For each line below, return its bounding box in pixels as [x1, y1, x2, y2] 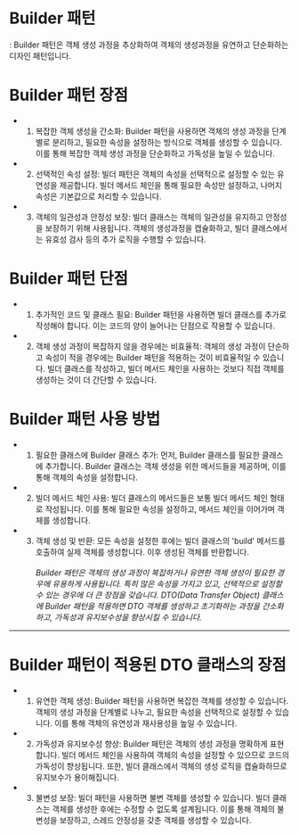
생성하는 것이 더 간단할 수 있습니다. [35, 374, 158, 384]
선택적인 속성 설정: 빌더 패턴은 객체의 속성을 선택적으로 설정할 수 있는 [35, 169, 276, 179]
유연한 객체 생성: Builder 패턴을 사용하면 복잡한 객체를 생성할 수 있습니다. [35, 695, 289, 706]
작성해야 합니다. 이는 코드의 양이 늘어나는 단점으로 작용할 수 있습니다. [35, 320, 276, 331]
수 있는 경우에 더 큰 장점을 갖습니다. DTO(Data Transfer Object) [35, 590, 261, 600]
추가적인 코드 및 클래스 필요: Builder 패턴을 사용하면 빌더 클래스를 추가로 [35, 309, 287, 319]
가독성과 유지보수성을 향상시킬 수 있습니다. [54, 612, 202, 623]
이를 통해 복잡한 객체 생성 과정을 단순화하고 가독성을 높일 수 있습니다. [35, 148, 276, 159]
